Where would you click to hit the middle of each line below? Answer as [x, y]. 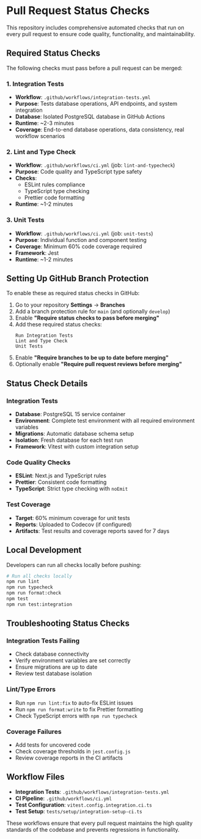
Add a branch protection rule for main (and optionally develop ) [93, 312]
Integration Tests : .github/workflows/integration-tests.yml [92, 791]
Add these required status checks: [58, 324]
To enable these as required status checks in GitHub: [73, 293]
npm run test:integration [39, 604]
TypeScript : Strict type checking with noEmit [71, 489]
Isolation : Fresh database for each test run [69, 440]
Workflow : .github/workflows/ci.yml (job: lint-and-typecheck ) [95, 165]
